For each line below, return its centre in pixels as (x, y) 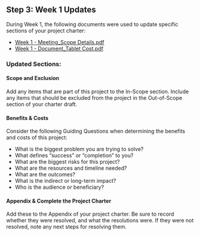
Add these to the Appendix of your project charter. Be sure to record (90, 214)
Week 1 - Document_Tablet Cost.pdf (59, 48)
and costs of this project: (37, 137)
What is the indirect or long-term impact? (65, 181)
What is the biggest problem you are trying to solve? (79, 149)
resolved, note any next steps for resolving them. (67, 227)
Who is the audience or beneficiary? (59, 187)
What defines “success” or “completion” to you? (74, 155)
